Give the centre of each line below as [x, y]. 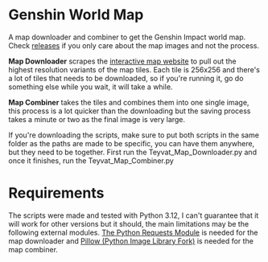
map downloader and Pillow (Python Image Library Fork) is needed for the [131, 241]
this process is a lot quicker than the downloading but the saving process [130, 111]
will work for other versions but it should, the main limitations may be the [129, 223]
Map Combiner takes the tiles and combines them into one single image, [129, 102]
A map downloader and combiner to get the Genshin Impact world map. [127, 37]
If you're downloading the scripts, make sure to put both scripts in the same [134, 135]
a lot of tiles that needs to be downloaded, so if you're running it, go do [126, 78]
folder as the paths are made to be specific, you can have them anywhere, [132, 143]
